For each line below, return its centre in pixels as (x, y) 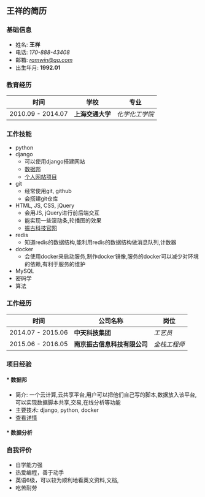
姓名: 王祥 (28, 44)
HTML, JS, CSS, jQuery (45, 206)
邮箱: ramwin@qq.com (44, 59)
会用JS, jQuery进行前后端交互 (62, 213)
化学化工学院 (136, 114)
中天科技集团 (93, 333)
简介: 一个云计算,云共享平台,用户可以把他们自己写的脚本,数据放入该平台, (106, 395)
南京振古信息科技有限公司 (111, 344)
